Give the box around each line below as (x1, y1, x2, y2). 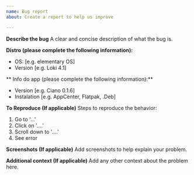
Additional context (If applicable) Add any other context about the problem (6, 157, 188, 164)
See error (14, 134, 38, 141)
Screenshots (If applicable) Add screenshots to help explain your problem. (6, 146, 187, 153)
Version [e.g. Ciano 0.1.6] (14, 87, 75, 94)
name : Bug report (6, 8, 49, 15)
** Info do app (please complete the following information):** (6, 76, 153, 83)
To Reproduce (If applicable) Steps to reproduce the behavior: (6, 104, 157, 111)
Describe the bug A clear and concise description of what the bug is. (6, 35, 173, 42)
